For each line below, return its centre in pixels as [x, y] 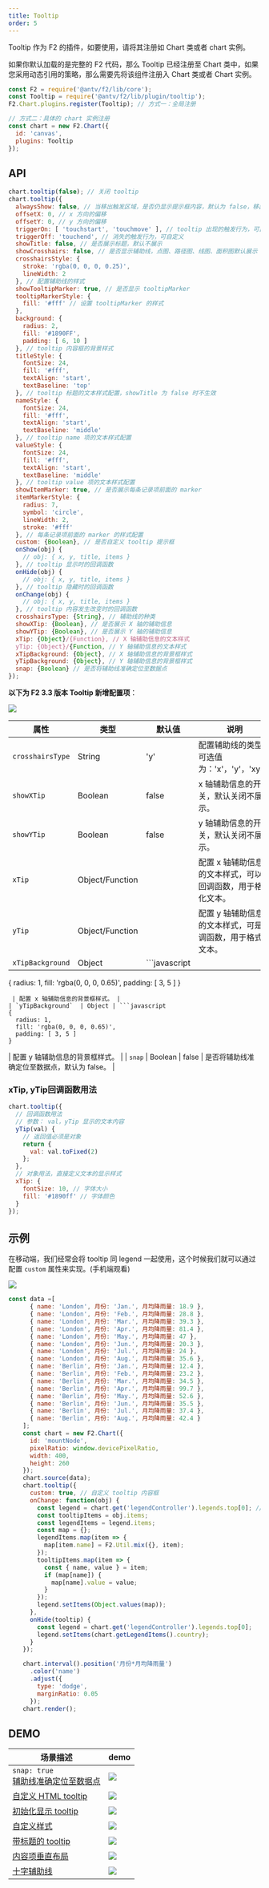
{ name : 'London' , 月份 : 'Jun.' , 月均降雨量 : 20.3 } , [117, 1344]
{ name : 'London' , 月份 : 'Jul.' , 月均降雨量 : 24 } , [113, 1352]
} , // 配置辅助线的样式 [50, 281]
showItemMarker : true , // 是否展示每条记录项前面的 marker [109, 490]
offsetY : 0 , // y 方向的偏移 [61, 221]
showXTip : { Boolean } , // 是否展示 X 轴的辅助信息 [94, 625]
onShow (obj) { [39, 550]
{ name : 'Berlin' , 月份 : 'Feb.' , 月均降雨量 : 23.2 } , [117, 1374]
